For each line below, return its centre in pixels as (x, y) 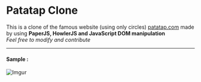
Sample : (17, 59)
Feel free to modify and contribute (48, 40)
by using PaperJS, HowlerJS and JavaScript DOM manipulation (86, 33)
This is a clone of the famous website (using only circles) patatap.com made (100, 27)
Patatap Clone (42, 10)
